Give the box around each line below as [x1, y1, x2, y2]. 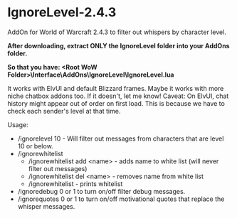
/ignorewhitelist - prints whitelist [28, 179, 123, 188]
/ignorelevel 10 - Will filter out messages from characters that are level [17, 134, 224, 143]
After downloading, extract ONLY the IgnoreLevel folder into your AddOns [7, 41, 230, 50]
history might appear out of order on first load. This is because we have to [7, 99, 226, 107]
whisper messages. [17, 202, 75, 210]
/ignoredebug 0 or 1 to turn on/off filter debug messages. [17, 187, 186, 195]
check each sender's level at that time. [7, 107, 121, 115]
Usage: [7, 120, 28, 129]
